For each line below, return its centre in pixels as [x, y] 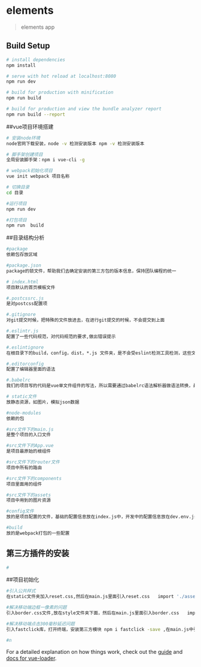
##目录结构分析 [25, 238]
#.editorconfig [25, 364]
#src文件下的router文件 [33, 462]
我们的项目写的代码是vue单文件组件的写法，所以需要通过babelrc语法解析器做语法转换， [100, 386]
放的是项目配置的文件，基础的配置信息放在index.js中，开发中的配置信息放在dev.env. [99, 517]
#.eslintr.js [22, 331]
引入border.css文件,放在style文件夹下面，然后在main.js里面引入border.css [93, 613]
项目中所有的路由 [24, 467]
